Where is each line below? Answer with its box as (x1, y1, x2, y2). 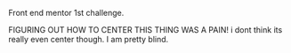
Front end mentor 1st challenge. (8, 8, 125, 18)
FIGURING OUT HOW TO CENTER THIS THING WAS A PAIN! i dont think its (8, 25, 283, 34)
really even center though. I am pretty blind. (8, 34, 169, 44)
